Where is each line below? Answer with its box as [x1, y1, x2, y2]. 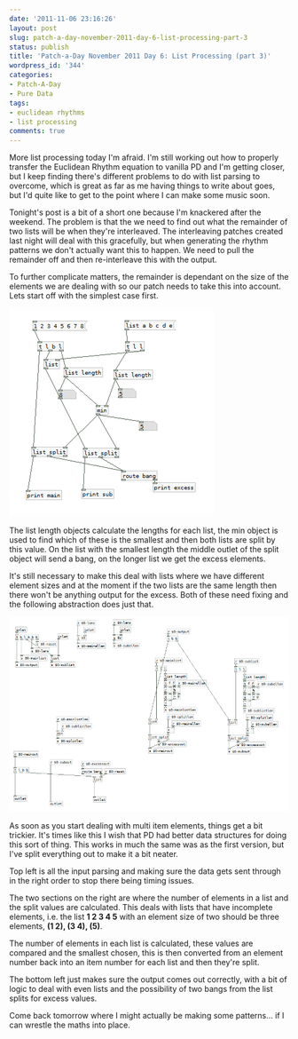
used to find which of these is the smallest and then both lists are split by [9, 535, 276, 545]
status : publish [9, 43, 69, 52]
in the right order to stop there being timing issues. [9, 876, 195, 886]
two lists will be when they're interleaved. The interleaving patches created [9, 226, 284, 237]
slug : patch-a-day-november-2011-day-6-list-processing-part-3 [9, 33, 248, 42]
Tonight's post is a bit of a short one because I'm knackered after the [9, 207, 262, 218]
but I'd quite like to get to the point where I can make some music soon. [9, 190, 271, 201]
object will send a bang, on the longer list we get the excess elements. [9, 553, 266, 564]
